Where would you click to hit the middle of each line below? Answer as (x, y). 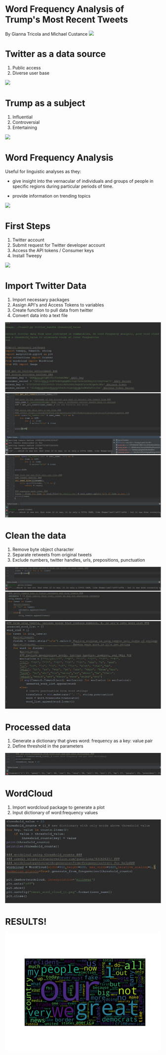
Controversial (26, 122)
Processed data (38, 727)
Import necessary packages (41, 299)
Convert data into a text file (40, 315)
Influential (22, 117)
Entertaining (24, 127)
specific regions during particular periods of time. (63, 186)
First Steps (28, 226)
